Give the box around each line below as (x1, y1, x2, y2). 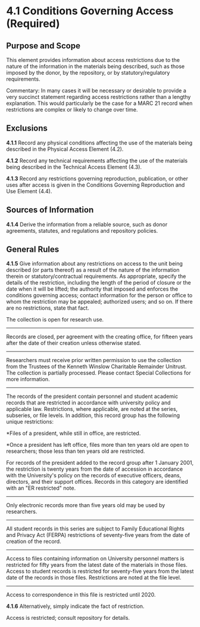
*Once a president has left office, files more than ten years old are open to (6, 441, 189, 449)
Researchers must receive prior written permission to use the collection (6, 357, 182, 364)
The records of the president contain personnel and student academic (6, 393, 179, 400)
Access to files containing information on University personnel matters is (6, 555, 185, 562)
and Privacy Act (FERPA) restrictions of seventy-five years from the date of (6, 532, 190, 539)
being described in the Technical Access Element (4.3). (6, 163, 142, 171)
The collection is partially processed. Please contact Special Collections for (6, 369, 192, 376)
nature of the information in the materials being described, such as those (6, 63, 185, 70)
